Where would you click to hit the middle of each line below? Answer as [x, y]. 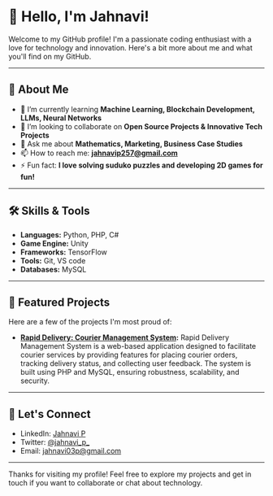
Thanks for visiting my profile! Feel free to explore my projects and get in [130, 474]
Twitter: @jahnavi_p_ [55, 442]
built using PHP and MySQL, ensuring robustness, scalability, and [130, 372]
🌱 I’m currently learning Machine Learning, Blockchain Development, [137, 109]
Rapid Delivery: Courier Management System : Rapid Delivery [125, 337]
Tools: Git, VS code [53, 260]
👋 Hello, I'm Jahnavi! [79, 17]
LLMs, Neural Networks [61, 118]
